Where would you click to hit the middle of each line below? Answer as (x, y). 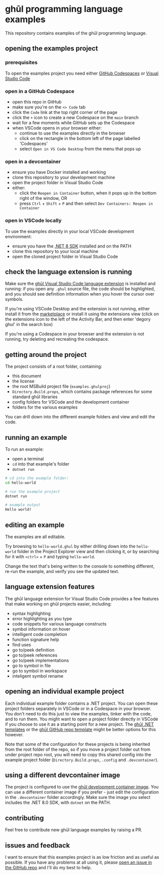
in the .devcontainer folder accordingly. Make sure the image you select (78, 797)
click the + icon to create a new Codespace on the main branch (75, 117)
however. (14, 735)
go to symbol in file (32, 665)
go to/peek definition (33, 650)
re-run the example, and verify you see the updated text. (62, 572)
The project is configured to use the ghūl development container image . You (82, 787)
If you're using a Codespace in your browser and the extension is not (75, 334)
